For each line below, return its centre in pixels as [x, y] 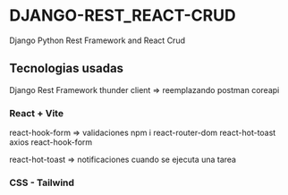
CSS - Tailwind [42, 182]
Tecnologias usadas [66, 68]
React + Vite [37, 113]
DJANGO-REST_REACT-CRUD [123, 16]
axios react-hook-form [51, 142]
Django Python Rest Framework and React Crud [97, 40]
